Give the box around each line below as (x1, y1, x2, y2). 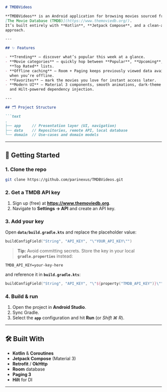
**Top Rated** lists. (9, 64, 55, 69)
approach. (5, 27, 26, 32)
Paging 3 (12, 372, 31, 378)
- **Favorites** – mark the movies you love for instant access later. (5, 78, 157, 83)
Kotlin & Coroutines (12, 350, 54, 356)
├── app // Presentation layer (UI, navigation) (5, 123, 117, 128)
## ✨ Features (5, 45, 35, 51)
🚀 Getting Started (5, 151, 60, 159)
